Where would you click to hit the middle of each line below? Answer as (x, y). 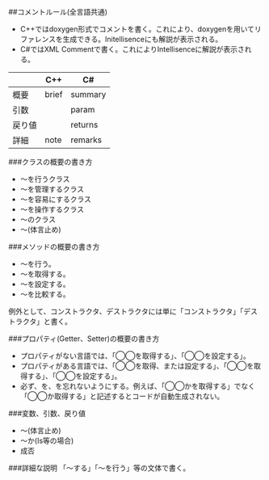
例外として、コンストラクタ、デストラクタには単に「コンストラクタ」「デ (130, 311)
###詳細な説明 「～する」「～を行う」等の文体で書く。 (99, 468)
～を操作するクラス (52, 209)
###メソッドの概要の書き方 (54, 246)
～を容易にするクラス (55, 199)
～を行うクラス (45, 179)
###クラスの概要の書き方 (50, 162)
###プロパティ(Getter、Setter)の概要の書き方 (84, 339)
